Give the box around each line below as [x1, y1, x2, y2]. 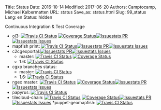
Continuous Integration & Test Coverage [5, 24, 85, 29]
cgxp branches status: [12, 64, 57, 69]
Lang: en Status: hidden [5, 14, 52, 20]
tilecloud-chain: [12, 95, 44, 100]
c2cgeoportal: [12, 48, 40, 54]
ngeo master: [12, 79, 39, 85]
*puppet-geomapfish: [52, 100, 96, 105]
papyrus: [12, 89, 30, 95]
